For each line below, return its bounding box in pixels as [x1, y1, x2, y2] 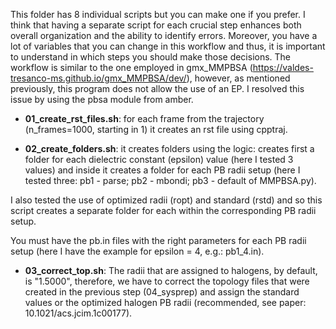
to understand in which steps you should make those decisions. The [10, 51, 292, 63]
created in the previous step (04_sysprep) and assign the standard [24, 286, 300, 298]
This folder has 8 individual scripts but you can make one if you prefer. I [10, 9, 306, 20]
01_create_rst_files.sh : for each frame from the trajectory [24, 113, 265, 124]
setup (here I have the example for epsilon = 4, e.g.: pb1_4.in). [10, 245, 265, 257]
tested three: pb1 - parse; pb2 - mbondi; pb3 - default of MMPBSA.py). [24, 175, 317, 186]
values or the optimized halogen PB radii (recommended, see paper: [24, 297, 307, 308]
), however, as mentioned [186, 72, 291, 84]
